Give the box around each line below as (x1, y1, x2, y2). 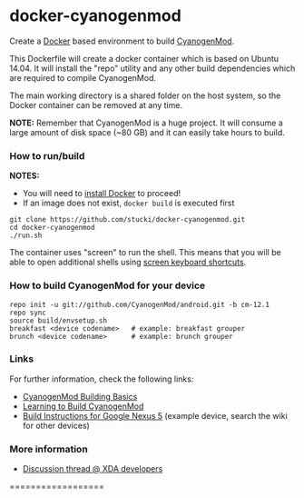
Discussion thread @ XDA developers (22, 463, 163, 474)
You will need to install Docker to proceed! (22, 188, 181, 199)
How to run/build (9, 149, 85, 162)
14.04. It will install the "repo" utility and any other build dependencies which (9, 63, 296, 74)
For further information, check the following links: (9, 373, 194, 384)
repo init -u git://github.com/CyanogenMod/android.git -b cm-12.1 (9, 300, 270, 309)
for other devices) (22, 420, 91, 431)
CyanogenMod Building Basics (22, 391, 138, 402)
